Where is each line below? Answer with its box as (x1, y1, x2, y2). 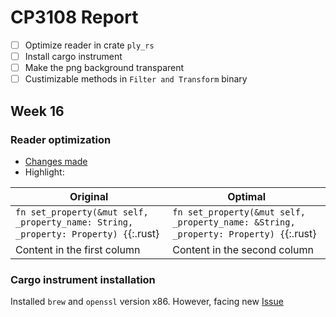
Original (69, 189, 109, 203)
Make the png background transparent (24, 62, 185, 74)
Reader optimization (10, 132, 112, 146)
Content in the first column (15, 242, 141, 256)
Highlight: (24, 166, 65, 178)
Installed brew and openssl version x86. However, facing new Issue (10, 296, 284, 308)
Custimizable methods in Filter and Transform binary (24, 73, 248, 85)
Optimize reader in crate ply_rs (24, 39, 155, 51)
